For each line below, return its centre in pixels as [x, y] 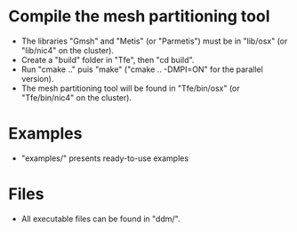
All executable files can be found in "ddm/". [100, 219]
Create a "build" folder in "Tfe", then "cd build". [108, 60]
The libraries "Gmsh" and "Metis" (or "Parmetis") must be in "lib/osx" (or [154, 41]
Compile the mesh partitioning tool [139, 16]
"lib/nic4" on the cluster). [68, 50]
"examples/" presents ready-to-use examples [104, 158]
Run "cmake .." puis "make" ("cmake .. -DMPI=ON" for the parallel [142, 69]
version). [37, 78]
